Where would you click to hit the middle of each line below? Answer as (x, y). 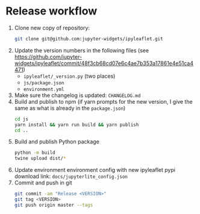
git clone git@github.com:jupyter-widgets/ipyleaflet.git (89, 39)
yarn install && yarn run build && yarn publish (77, 125)
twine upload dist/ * (40, 159)
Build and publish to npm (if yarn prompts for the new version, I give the (104, 101)
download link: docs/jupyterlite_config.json (71, 177)
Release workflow (52, 11)
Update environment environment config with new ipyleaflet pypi (95, 170)
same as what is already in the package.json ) (70, 108)
